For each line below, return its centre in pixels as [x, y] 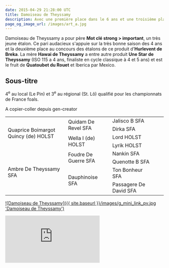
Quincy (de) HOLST [31, 136]
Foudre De [80, 154]
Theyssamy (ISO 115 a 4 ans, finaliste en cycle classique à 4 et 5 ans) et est [84, 60]
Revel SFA [80, 128]
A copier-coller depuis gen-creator [41, 109]
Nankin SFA [126, 153]
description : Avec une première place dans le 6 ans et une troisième [81, 19]
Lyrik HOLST [127, 145]
